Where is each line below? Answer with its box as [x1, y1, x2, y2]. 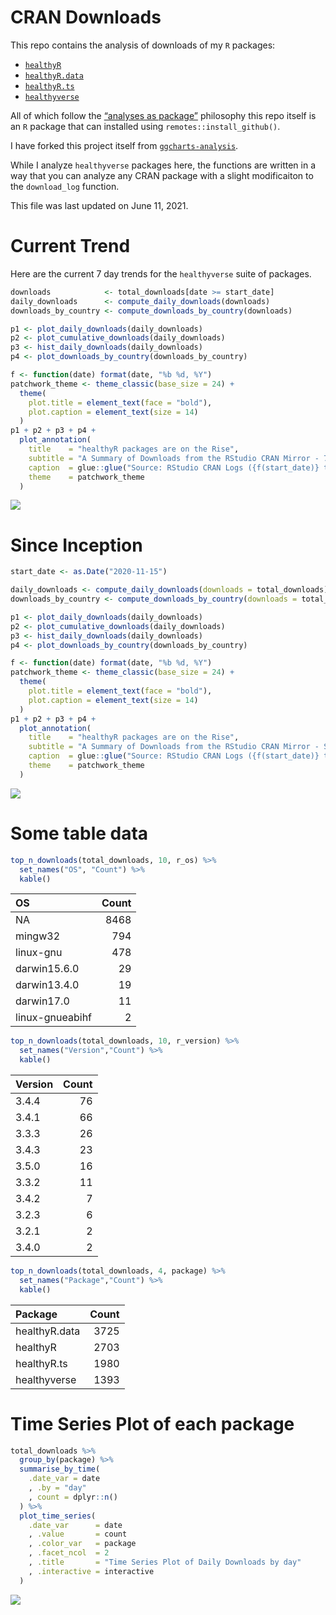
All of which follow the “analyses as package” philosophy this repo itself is [10, 109, 317, 121]
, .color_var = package [28, 1539, 137, 1549]
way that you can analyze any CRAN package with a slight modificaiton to [10, 169, 314, 181]
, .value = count [28, 1529, 128, 1540]
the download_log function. [10, 180, 120, 192]
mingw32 [15, 929, 60, 943]
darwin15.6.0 [15, 962, 80, 976]
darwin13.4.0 [15, 978, 80, 992]
